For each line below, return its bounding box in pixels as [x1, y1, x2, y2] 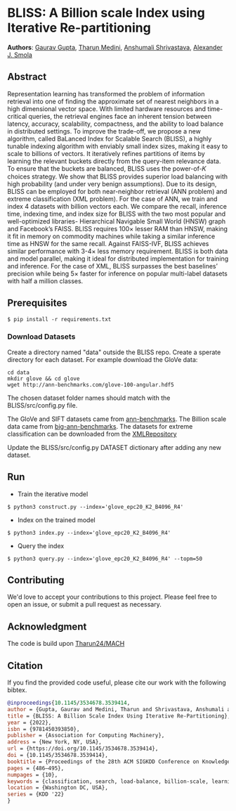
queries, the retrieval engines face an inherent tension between [28, 112, 212, 120]
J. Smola [7, 51, 33, 59]
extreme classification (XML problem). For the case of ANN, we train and [7, 195, 218, 203]
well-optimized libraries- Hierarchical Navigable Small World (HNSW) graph [7, 216, 226, 226]
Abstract [7, 71, 47, 83]
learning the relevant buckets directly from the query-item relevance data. [7, 157, 221, 165]
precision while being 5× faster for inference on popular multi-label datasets [7, 269, 228, 278]
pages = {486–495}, [7, 765, 65, 772]
